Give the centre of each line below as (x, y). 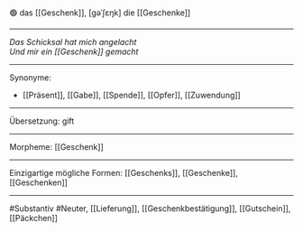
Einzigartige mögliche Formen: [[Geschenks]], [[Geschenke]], (124, 173)
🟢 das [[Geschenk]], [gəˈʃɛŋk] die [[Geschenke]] (100, 13)
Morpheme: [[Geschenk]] (56, 147)
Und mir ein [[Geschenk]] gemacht (74, 51)
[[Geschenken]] (38, 182)
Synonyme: (30, 78)
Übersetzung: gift (42, 121)
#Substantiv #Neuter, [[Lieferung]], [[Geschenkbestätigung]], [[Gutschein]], (150, 209)
